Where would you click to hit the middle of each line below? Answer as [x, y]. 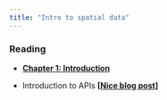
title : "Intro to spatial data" [69, 17]
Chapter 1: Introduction [66, 68]
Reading [28, 48]
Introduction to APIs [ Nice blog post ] [90, 85]
